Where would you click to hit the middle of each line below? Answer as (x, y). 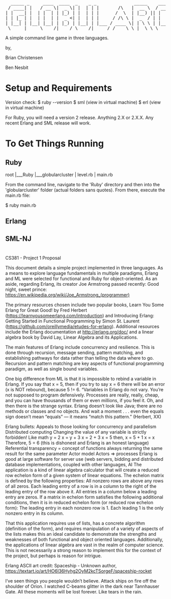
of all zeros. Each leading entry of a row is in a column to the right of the (81, 486)
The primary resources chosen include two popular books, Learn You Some (85, 305)
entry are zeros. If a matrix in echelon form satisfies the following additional (84, 497)
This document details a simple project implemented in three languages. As (84, 267)
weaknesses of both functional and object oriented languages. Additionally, (84, 539)
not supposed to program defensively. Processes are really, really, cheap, (82, 395)
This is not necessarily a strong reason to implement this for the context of (83, 550)
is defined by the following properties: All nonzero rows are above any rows (84, 481)
